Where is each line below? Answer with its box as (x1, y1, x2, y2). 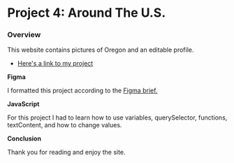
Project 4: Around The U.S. (7, 5, 166, 21)
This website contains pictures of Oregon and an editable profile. (7, 45, 194, 54)
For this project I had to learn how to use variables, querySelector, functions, (7, 113, 228, 122)
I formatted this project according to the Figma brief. (7, 86, 158, 95)
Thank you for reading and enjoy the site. (7, 148, 126, 157)
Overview (7, 30, 41, 40)
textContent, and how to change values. (7, 121, 122, 129)
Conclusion (7, 134, 42, 143)
